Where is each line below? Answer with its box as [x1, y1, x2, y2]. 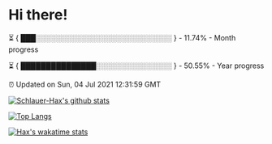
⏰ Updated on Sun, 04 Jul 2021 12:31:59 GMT [8, 79, 162, 89]
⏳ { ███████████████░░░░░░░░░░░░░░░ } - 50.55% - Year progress [8, 61, 265, 70]
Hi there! [8, 6, 68, 24]
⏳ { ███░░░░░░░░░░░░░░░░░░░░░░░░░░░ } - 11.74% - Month [8, 32, 236, 42]
